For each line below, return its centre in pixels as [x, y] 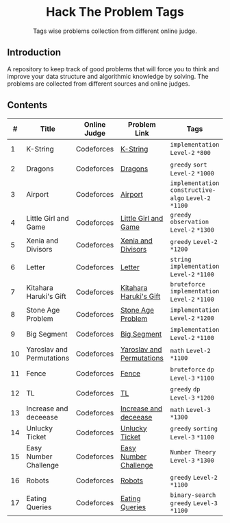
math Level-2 [190, 351]
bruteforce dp [192, 369]
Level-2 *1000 [192, 173]
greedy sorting [194, 428]
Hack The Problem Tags [115, 12]
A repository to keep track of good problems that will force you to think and [113, 69]
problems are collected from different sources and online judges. [99, 84]
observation [190, 221]
